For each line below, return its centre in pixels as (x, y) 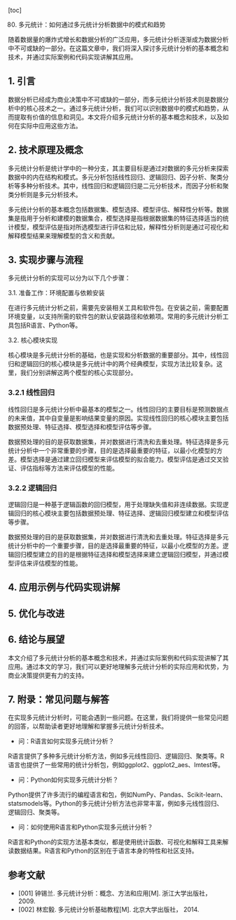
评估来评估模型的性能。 (48, 563)
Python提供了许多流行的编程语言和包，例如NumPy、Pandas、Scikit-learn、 (117, 794)
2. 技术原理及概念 (46, 150)
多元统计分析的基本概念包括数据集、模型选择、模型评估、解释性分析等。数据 (118, 209)
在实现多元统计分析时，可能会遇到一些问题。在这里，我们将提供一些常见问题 (118, 717)
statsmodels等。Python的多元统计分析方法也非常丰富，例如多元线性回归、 (116, 804)
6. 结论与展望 (36, 640)
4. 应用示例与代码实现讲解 (64, 587)
